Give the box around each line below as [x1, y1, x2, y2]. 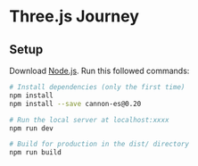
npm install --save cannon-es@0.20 [9, 99, 142, 108]
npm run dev [9, 123, 54, 133]
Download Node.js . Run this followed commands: [9, 65, 190, 76]
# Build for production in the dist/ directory [9, 140, 190, 149]
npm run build [9, 148, 62, 157]
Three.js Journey [9, 6, 140, 27]
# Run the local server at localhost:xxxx [9, 115, 169, 124]
